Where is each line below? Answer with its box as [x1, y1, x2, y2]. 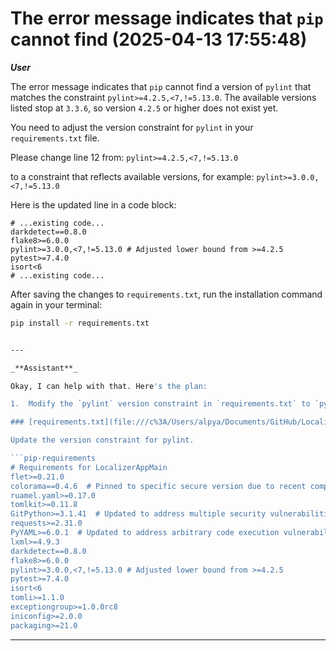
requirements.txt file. [10, 132, 100, 144]
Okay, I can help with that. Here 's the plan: [10, 381, 208, 391]
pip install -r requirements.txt [10, 318, 150, 328]
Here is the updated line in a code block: [10, 198, 177, 211]
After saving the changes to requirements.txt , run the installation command [10, 288, 323, 300]
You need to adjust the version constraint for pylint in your [10, 121, 254, 133]
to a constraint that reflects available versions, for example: [10, 170, 255, 182]
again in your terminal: [10, 298, 103, 311]
